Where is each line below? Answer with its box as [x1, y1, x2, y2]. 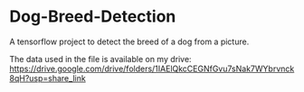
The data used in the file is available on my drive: [9, 53, 192, 64]
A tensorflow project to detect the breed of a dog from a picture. [9, 36, 250, 47]
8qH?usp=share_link [9, 72, 86, 83]
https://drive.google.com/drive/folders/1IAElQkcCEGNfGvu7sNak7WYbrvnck [9, 63, 295, 74]
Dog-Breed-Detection [9, 6, 176, 27]
